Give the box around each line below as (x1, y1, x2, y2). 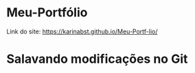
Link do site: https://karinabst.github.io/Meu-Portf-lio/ (6, 27, 158, 35)
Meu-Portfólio (6, 5, 88, 20)
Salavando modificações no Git (6, 51, 188, 67)
